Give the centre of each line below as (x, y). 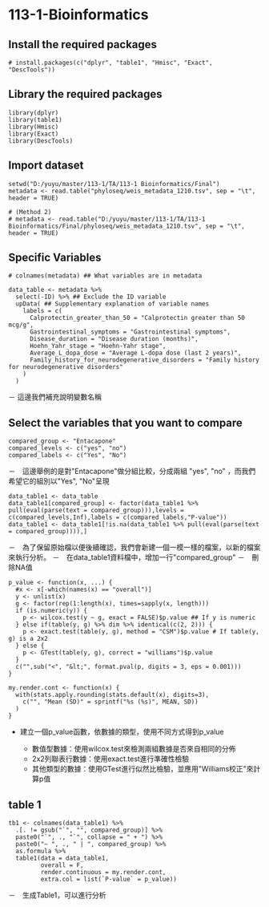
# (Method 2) (30, 212)
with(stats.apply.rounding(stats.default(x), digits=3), (112, 695)
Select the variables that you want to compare (125, 423)
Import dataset (46, 166)
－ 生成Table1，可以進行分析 (57, 895)
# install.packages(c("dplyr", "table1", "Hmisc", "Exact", (111, 63)
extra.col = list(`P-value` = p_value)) (109, 880)
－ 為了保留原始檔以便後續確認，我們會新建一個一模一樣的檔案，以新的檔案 (134, 548)
